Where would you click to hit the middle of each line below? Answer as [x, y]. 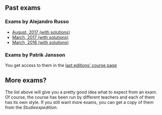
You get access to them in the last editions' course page [61, 65]
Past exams [23, 8]
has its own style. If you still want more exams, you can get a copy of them [79, 102]
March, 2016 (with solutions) [40, 42]
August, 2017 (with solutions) [41, 32]
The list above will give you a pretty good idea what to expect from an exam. [81, 92]
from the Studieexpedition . [31, 107]
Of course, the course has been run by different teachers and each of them [80, 97]
